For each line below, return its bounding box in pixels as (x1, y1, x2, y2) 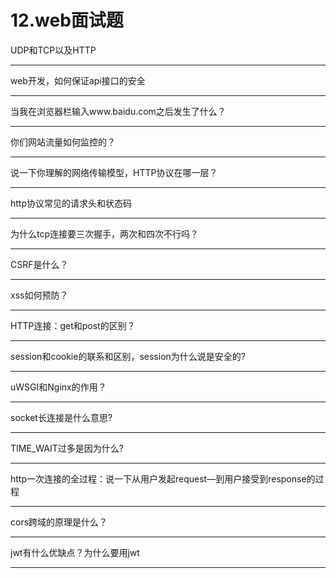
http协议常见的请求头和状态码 (10, 197, 133, 209)
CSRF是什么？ (10, 258, 69, 270)
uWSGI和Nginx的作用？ (10, 381, 107, 393)
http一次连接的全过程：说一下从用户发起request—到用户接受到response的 (10, 472, 316, 485)
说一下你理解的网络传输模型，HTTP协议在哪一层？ (10, 166, 218, 178)
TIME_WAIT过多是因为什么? (10, 442, 124, 454)
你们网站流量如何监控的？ (10, 136, 116, 148)
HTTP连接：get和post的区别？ (10, 319, 136, 331)
